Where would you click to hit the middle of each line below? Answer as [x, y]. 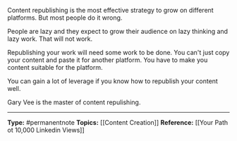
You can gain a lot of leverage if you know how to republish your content [113, 81]
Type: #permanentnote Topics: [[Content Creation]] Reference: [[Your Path [118, 122]
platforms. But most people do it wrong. [65, 18]
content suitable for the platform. [55, 67]
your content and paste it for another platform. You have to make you [108, 60]
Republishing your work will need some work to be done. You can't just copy [119, 53]
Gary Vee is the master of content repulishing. [74, 102]
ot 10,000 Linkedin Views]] [46, 130]
